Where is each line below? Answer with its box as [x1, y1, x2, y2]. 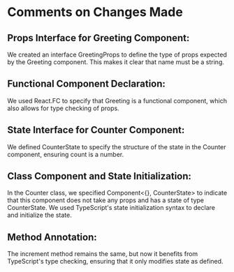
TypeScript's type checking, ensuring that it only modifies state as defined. [7, 257, 224, 266]
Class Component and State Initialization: [7, 170, 192, 182]
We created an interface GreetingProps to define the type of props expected [7, 50, 227, 59]
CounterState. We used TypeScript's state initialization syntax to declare [7, 204, 215, 212]
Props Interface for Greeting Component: [7, 32, 190, 44]
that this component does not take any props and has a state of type [7, 196, 205, 204]
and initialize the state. [7, 211, 72, 220]
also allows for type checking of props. [7, 104, 120, 112]
